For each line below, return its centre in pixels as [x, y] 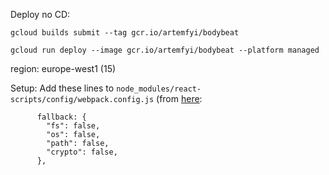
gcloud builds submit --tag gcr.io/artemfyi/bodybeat [125, 33]
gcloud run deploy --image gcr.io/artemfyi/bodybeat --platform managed [165, 50]
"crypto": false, [82, 152]
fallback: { [61, 117]
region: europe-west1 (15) [63, 68]
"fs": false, [73, 126]
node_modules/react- [159, 89]
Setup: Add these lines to [62, 88]
